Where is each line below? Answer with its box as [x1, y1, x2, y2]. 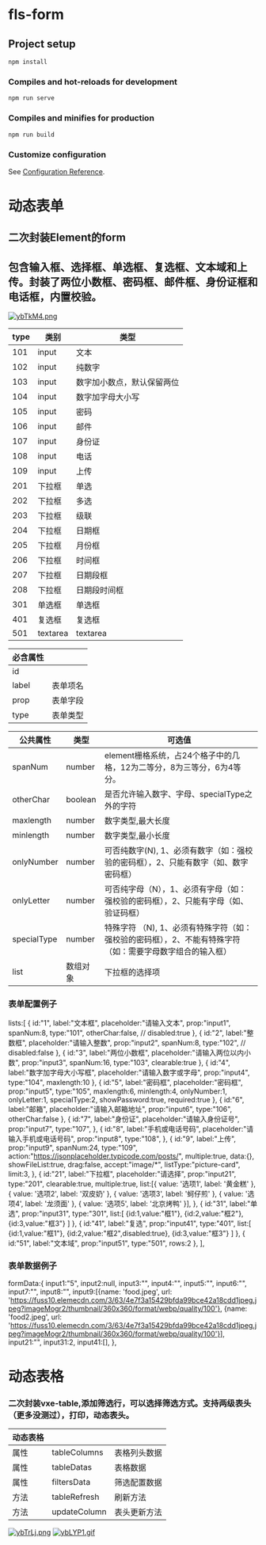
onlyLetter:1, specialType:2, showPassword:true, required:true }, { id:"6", [8, 1094, 245, 1104]
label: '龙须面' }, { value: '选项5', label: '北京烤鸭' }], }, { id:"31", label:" [25, 1198, 251, 1208]
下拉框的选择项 [104, 967, 161, 978]
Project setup [8, 37, 77, 51]
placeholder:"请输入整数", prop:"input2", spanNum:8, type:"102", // [28, 1037, 246, 1047]
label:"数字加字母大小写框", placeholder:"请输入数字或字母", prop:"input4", [8, 1067, 250, 1077]
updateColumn [51, 1506, 107, 1517]
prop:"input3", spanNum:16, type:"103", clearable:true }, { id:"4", [21, 1057, 231, 1067]
